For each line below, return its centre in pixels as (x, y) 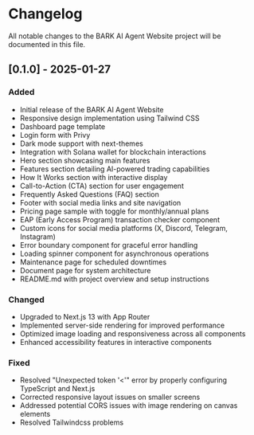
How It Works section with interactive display (94, 177)
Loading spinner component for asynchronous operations (114, 253)
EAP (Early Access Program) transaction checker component (120, 219)
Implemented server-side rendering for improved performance (122, 325)
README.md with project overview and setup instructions (114, 279)
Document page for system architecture (85, 270)
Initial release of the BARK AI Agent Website (92, 109)
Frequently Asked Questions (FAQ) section (89, 194)
